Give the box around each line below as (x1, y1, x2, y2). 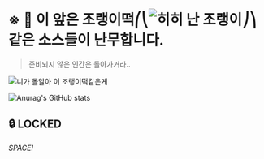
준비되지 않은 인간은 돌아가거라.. (28, 59, 131, 69)
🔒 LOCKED (8, 118, 63, 131)
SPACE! (8, 143, 34, 153)
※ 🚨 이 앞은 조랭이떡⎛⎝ (8, 11, 149, 29)
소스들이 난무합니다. (37, 31, 164, 49)
